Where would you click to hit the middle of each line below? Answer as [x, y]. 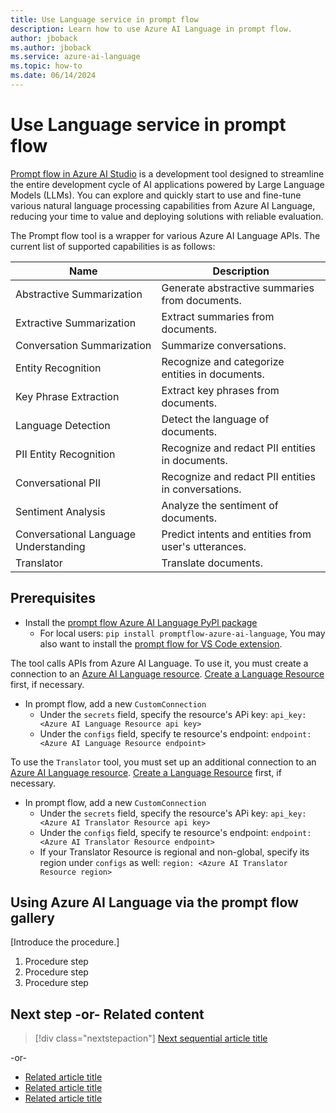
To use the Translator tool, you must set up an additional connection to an [163, 762]
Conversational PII [58, 483]
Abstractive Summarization [79, 294]
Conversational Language [76, 534]
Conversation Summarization [83, 345]
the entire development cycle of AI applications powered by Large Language [167, 184]
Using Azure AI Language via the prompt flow [154, 902]
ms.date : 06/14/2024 [53, 76]
